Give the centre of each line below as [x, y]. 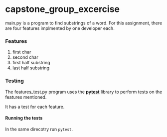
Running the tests [24, 118]
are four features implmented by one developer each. [60, 28]
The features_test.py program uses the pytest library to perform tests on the [84, 92]
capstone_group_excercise [63, 9]
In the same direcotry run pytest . [39, 129]
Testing [14, 81]
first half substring [31, 63]
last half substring [31, 68]
